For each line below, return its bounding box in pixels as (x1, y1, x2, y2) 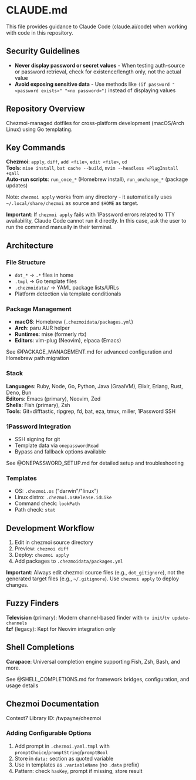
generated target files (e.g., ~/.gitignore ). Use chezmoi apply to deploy (6, 575, 179, 582)
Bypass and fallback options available (14, 448, 106, 455)
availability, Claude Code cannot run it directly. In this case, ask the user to (6, 217, 187, 224)
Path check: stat (14, 506, 56, 513)
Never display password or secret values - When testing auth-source (14, 62, 185, 69)
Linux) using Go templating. (6, 126, 73, 133)
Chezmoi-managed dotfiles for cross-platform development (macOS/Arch (6, 119, 185, 126)
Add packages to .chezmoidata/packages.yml (14, 557, 123, 564)
